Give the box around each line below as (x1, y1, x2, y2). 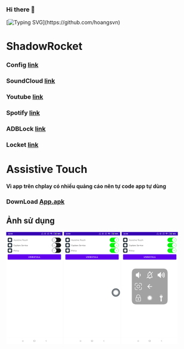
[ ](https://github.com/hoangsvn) (6, 19, 120, 26)
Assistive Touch (6, 163, 88, 176)
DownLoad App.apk (6, 197, 65, 206)
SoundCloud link (6, 77, 55, 85)
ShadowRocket (6, 40, 83, 53)
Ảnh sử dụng (6, 216, 55, 226)
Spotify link (6, 109, 40, 117)
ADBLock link (6, 125, 46, 133)
